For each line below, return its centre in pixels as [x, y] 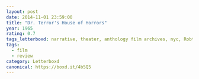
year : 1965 [20, 28]
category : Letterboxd [33, 61]
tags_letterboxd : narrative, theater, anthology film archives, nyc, [94, 39]
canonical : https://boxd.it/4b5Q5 [49, 67]
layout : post [22, 12]
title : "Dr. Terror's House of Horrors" [57, 23]
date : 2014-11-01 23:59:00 [39, 17]
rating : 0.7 [21, 34]
